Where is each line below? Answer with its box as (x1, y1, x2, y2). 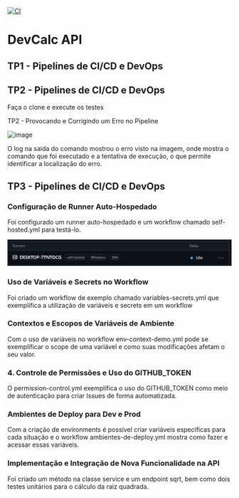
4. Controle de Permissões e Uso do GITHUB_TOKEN (7, 368, 192, 378)
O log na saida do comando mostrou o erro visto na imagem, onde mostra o (7, 145, 229, 153)
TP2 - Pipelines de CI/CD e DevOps (7, 84, 165, 96)
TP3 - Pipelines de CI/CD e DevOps (7, 180, 166, 192)
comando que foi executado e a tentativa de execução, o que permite (7, 152, 211, 160)
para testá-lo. (41, 225, 82, 234)
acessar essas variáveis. (7, 440, 80, 449)
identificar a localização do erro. (7, 160, 102, 168)
